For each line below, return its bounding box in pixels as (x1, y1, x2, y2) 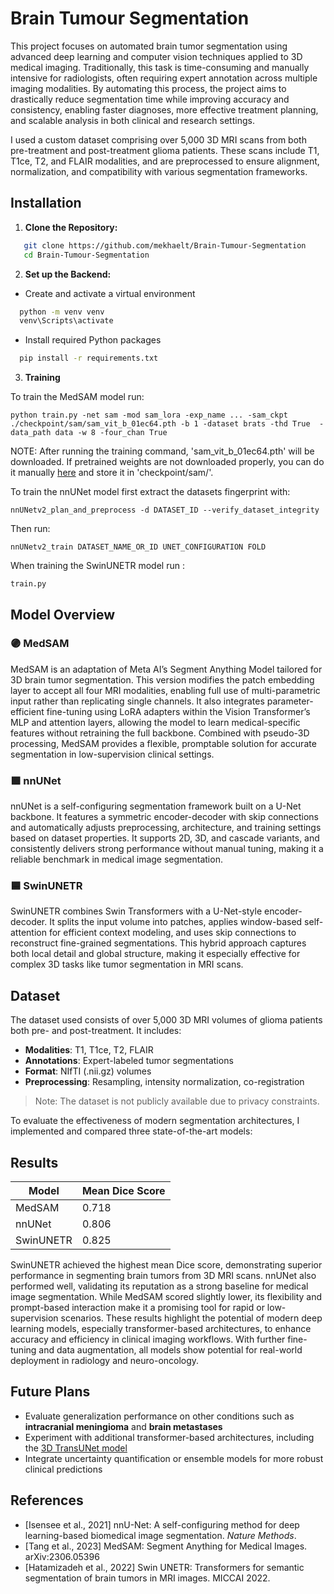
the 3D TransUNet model (24, 1442, 128, 1454)
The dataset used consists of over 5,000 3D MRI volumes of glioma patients (10, 1014, 323, 1026)
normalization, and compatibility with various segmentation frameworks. (10, 165, 308, 177)
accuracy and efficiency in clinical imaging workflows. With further (10, 1333, 286, 1346)
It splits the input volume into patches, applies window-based (49, 916, 303, 928)
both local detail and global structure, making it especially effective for (10, 948, 301, 960)
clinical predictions (24, 1463, 103, 1475)
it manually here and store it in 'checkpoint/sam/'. (10, 467, 214, 479)
